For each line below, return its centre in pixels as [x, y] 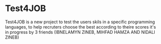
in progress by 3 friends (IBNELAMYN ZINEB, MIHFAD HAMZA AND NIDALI [80, 32]
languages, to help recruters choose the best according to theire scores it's [80, 27]
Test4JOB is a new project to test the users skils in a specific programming [80, 22]
